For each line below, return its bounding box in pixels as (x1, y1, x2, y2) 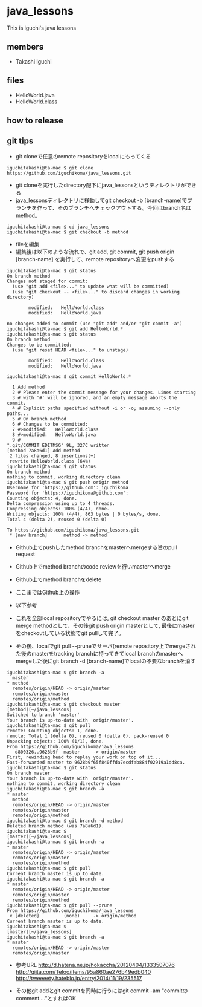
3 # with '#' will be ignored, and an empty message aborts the (12, 394, 177, 400)
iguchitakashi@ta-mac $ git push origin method (7, 479, 129, 485)
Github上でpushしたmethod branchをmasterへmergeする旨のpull (15, 543, 177, 551)
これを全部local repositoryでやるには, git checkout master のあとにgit (15, 614, 189, 621)
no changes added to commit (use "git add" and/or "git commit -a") (7, 321, 183, 327)
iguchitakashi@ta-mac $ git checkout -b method (7, 229, 129, 235)
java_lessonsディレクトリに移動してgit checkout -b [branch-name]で (15, 197, 188, 204)
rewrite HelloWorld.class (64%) (9, 458, 91, 464)
